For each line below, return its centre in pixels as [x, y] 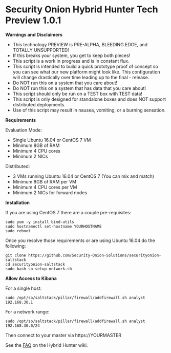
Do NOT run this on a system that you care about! [65, 83]
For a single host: [24, 288]
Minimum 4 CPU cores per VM [45, 187]
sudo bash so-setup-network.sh [39, 269]
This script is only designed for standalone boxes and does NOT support [89, 99]
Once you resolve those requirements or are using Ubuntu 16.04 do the [80, 240]
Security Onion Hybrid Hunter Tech [82, 10]
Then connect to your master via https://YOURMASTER [63, 335]
